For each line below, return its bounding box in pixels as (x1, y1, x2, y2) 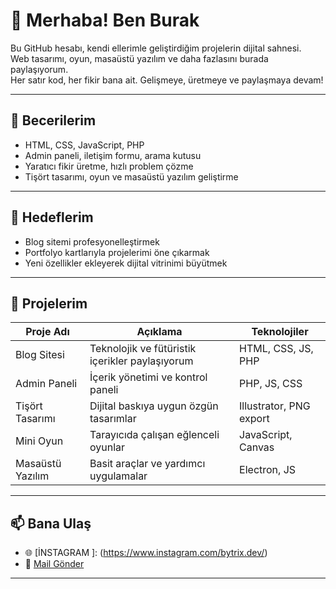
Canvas (239, 440, 275, 454)
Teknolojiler (251, 325, 309, 339)
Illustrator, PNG (239, 399, 311, 413)
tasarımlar (89, 412, 137, 426)
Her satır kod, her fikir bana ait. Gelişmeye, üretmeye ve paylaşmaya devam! (10, 74, 324, 86)
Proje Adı (25, 325, 70, 339)
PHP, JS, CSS (239, 377, 303, 391)
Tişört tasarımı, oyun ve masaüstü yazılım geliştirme (24, 170, 239, 183)
